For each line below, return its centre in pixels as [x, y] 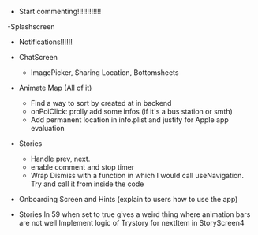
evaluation [47, 128]
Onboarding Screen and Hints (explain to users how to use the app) [128, 199]
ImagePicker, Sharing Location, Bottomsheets [105, 73]
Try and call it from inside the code [87, 184]
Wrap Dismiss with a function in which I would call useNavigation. [137, 175]
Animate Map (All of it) [55, 88]
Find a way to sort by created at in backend [101, 103]
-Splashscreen [31, 26]
